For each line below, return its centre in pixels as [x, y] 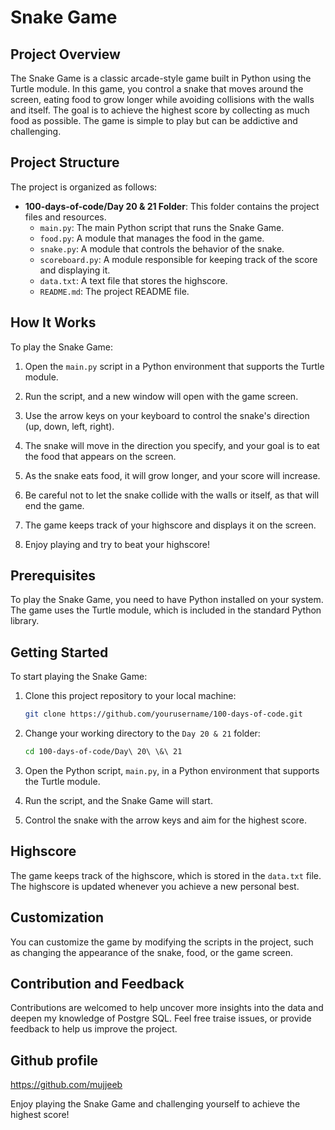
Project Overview [65, 54]
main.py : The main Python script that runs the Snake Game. [162, 227]
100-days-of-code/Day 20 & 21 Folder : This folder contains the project [172, 206]
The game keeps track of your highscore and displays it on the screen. [170, 525]
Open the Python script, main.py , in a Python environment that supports [172, 770]
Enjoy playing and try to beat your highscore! [117, 544]
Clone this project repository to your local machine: [130, 696]
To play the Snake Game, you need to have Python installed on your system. [167, 600]
